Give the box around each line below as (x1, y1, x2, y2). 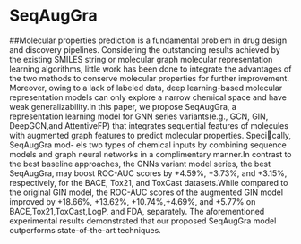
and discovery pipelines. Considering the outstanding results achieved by (9, 44, 280, 55)
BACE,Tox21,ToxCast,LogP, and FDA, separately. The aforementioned (9, 206, 265, 216)
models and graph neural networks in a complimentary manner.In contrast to (9, 148, 293, 159)
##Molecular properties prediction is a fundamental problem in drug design (9, 35, 288, 46)
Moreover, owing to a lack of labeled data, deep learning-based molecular (9, 82, 283, 93)
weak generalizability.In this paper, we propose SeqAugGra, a (9, 101, 237, 112)
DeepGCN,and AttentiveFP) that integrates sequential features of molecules (9, 120, 289, 130)
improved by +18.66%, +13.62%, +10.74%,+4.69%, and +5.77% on (9, 196, 256, 206)
